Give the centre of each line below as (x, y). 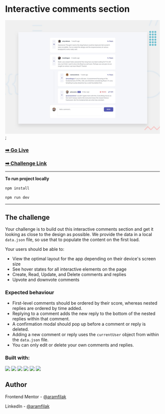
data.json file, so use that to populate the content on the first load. (72, 240)
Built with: (17, 358)
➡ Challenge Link (26, 163)
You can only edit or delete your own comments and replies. (73, 345)
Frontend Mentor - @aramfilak (36, 397)
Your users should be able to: (35, 249)
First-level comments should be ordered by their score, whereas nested (85, 303)
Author (16, 385)
